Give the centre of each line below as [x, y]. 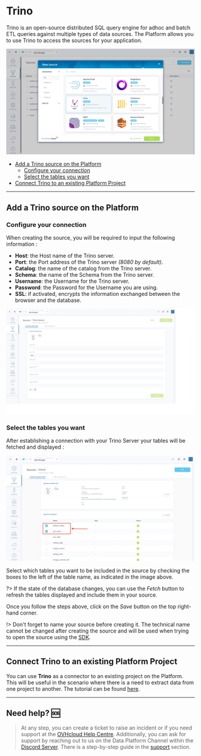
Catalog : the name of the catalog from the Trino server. [83, 268]
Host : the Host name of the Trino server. [65, 256]
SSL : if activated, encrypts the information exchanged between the [98, 294]
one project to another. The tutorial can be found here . [73, 689]
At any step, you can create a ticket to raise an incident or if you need [106, 728]
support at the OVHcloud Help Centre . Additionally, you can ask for [103, 734]
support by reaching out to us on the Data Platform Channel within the [107, 740]
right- [184, 606]
